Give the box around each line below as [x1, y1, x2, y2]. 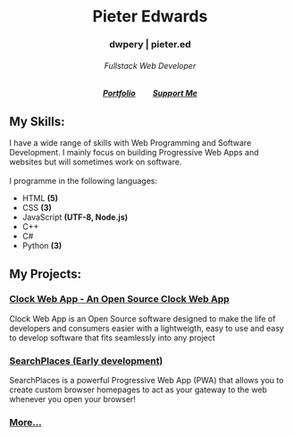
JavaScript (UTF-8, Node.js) [21, 212, 129, 222]
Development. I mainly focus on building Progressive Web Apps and [9, 147, 259, 158]
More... [9, 416, 42, 429]
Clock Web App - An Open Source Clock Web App [9, 293, 230, 306]
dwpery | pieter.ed [108, 38, 192, 51]
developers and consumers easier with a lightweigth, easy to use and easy [9, 323, 284, 333]
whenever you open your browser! [9, 394, 137, 405]
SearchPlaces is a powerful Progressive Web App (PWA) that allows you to [9, 375, 284, 386]
